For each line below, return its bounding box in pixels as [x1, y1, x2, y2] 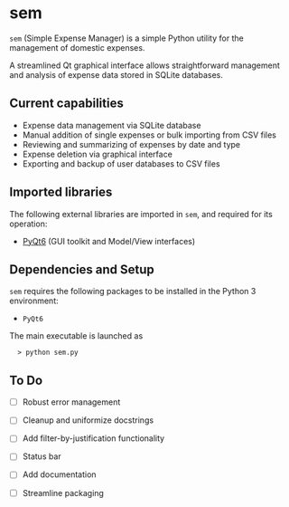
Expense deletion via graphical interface [22, 148, 173, 159]
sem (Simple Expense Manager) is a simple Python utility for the [9, 33, 244, 43]
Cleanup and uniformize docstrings [22, 415, 154, 426]
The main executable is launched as [9, 330, 144, 341]
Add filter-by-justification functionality [22, 433, 165, 444]
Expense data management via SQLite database [22, 120, 201, 130]
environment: [9, 295, 59, 306]
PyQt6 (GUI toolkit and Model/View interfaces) [22, 235, 196, 246]
